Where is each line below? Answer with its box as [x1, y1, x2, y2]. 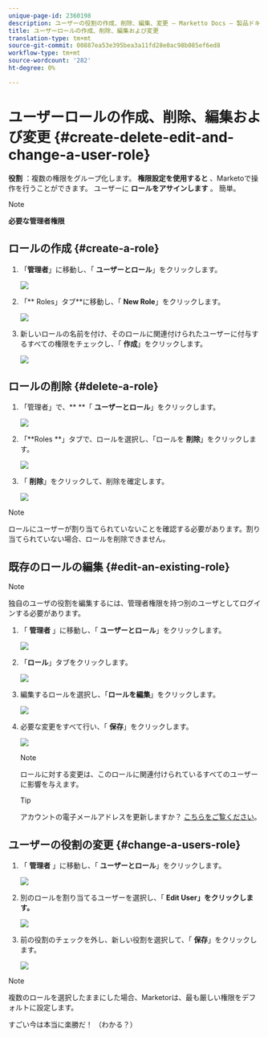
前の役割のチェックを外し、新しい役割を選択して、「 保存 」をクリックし [19, 934, 258, 944]
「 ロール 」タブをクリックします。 [19, 657, 132, 667]
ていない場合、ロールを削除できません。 [35, 535, 170, 544]
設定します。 [35, 1002, 79, 1012]
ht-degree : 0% [8, 64, 56, 72]
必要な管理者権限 [8, 216, 65, 226]
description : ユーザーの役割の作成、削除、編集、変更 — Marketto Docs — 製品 [8, 19, 249, 27]
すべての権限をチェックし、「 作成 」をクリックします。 [26, 339, 207, 348]
